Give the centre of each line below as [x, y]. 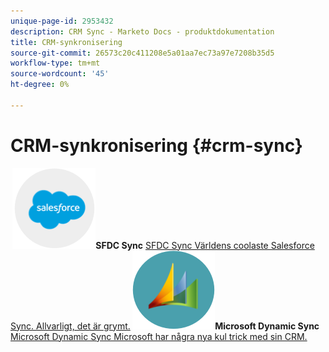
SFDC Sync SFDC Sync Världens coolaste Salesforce [205, 245]
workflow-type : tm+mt [55, 63]
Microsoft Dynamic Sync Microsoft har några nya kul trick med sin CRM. [159, 336]
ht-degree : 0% [40, 85]
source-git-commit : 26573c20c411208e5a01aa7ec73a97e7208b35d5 [142, 53]
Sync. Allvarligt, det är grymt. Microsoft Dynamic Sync [165, 326]
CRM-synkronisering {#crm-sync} [156, 145]
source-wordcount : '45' [60, 74]
